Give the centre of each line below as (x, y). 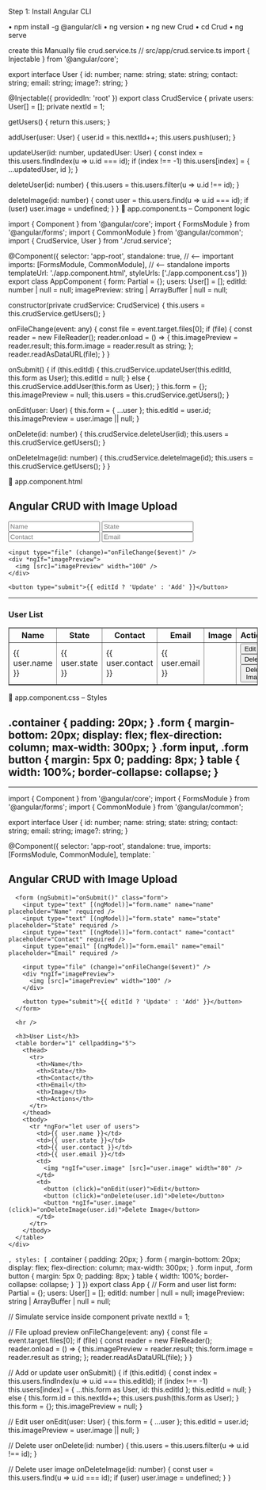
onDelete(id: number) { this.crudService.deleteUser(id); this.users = (119, 434)
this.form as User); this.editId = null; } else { (79, 378)
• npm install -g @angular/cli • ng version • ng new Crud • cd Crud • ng (126, 27)
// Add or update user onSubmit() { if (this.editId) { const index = (113, 1372)
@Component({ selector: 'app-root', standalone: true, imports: (110, 846)
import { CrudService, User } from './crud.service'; (90, 241)
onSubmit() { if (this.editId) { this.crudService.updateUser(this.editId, (120, 369)
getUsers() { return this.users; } (59, 122)
